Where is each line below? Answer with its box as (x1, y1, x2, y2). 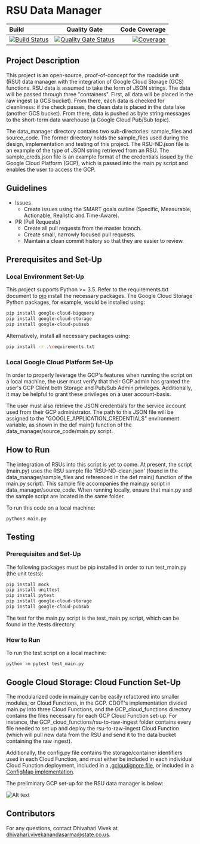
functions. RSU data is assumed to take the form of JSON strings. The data (6, 84, 191, 92)
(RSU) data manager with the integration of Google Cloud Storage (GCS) (6, 78, 184, 85)
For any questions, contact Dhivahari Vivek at (6, 824, 118, 831)
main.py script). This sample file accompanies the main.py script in (6, 480, 171, 487)
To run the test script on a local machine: (6, 650, 107, 657)
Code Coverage (120, 25, 166, 33)
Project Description (6, 56, 80, 66)
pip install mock (6, 581, 50, 587)
